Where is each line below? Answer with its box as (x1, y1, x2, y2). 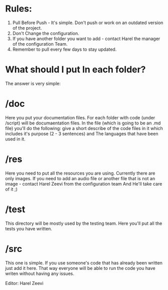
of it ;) (5, 186, 18, 192)
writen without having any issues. (5, 270, 74, 276)
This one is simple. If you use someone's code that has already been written (5, 259, 163, 266)
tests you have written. (5, 225, 53, 231)
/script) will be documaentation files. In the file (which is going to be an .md (5, 120, 161, 126)
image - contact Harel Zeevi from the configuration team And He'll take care (5, 181, 162, 187)
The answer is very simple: (5, 80, 61, 86)
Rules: (5, 3, 33, 15)
